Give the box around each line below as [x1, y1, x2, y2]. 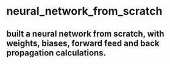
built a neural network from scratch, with [6, 29, 165, 39]
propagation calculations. [6, 48, 107, 58]
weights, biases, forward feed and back [6, 38, 160, 48]
